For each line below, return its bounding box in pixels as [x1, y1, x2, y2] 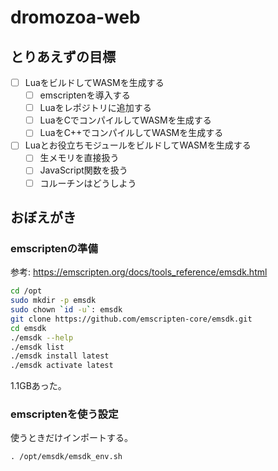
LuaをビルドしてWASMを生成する [24, 77, 165, 88]
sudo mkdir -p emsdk [10, 296, 97, 306]
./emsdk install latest [10, 351, 110, 361]
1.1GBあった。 [10, 380, 67, 392]
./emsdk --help [10, 332, 74, 343]
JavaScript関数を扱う [39, 164, 128, 176]
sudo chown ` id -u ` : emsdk [10, 305, 123, 315]
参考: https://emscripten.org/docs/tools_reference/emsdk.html [10, 266, 268, 278]
